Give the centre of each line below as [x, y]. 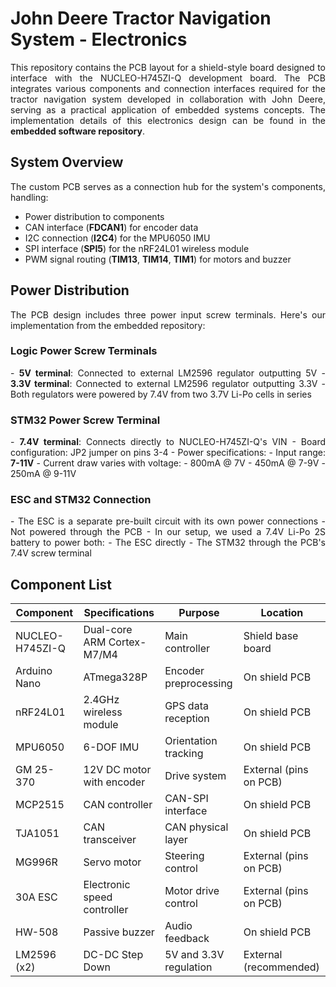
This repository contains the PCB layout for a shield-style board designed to [168, 67]
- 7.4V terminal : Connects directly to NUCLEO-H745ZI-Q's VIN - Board [168, 442]
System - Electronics [99, 39]
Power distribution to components [94, 216]
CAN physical [196, 827]
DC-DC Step [113, 955]
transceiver [110, 840]
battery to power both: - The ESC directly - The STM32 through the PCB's [168, 543]
